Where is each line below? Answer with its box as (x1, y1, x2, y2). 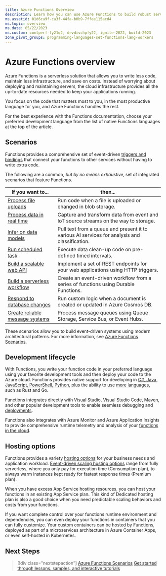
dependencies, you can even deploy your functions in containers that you (5, 517, 155, 523)
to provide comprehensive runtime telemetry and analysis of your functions (5, 423, 159, 429)
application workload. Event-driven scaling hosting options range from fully (5, 460, 159, 467)
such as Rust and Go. (5, 387, 48, 393)
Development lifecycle (5, 353, 76, 361)
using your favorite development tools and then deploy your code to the (5, 371, 151, 377)
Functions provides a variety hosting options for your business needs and (5, 455, 155, 461)
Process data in (7, 211, 43, 218)
